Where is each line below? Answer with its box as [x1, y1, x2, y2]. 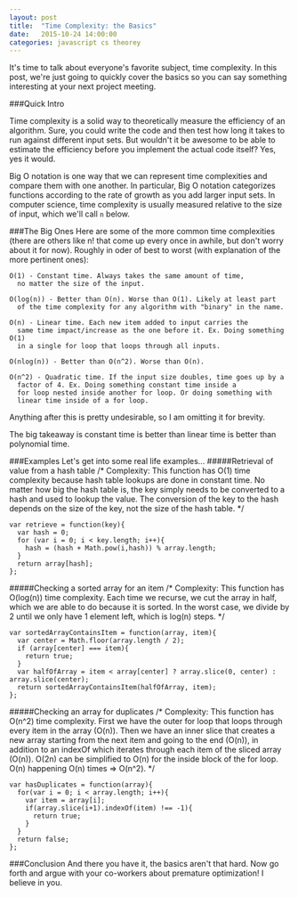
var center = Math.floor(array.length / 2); [17, 636, 185, 646]
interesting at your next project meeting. [9, 81, 157, 92]
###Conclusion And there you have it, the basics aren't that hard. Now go [9, 859, 279, 869]
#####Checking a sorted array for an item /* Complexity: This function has [9, 583, 285, 593]
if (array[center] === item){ [17, 644, 129, 653]
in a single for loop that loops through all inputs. [17, 342, 221, 351]
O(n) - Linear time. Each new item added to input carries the [9, 318, 249, 328]
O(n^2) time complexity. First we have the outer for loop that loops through [9, 716, 283, 727]
